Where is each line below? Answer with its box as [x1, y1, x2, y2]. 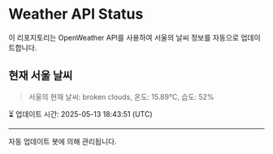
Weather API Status [8, 5, 144, 24]
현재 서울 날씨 [8, 69, 73, 83]
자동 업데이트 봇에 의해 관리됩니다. [8, 136, 117, 146]
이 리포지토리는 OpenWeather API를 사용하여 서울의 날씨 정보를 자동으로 [8, 32, 240, 42]
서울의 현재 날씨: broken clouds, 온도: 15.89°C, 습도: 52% [28, 92, 214, 101]
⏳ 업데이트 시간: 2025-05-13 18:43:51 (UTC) [8, 109, 153, 118]
